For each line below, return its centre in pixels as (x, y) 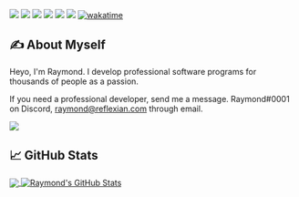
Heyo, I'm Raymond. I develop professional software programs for (133, 71)
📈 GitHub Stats (54, 156)
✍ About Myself (58, 45)
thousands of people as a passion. (74, 81)
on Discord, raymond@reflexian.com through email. (106, 109)
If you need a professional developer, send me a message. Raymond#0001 (149, 98)
